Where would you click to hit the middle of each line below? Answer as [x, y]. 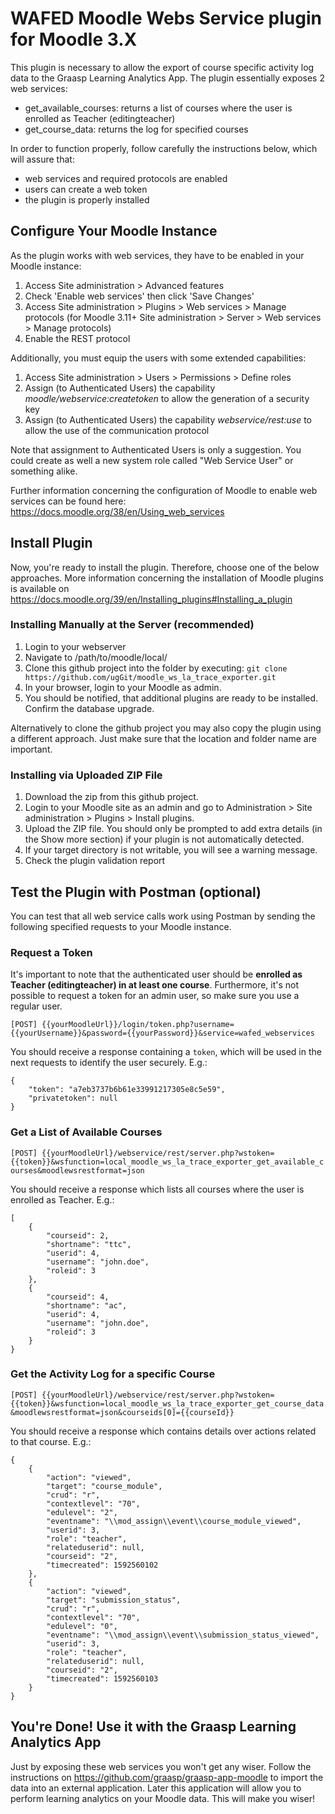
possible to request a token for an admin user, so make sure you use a [155, 996]
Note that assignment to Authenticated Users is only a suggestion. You [156, 449]
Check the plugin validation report [95, 861]
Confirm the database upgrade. [89, 708]
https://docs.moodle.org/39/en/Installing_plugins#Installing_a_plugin [151, 599]
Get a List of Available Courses [86, 1132]
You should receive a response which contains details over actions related [163, 1431]
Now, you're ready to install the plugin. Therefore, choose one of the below [165, 567]
